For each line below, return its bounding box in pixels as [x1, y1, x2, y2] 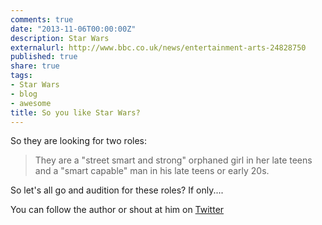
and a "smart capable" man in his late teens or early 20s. [34, 165, 270, 177]
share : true [10, 61, 60, 71]
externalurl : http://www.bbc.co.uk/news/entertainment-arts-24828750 [10, 42, 307, 53]
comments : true [10, 14, 74, 25]
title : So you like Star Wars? [10, 107, 141, 118]
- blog [10, 89, 38, 99]
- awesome [10, 98, 52, 108]
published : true [10, 52, 78, 62]
